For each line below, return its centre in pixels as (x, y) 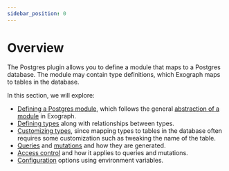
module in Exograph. (47, 116)
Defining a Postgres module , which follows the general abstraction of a (118, 109)
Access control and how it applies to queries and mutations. (102, 152)
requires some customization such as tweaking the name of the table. (116, 138)
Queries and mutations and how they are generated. (91, 145)
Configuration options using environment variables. (90, 160)
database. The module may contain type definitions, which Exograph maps (114, 74)
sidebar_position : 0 (37, 13)
